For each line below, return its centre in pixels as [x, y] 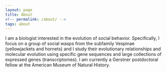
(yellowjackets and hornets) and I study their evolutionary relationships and [83, 49]
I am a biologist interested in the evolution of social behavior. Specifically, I [82, 38]
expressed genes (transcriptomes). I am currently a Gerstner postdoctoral [82, 60]
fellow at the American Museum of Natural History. [58, 65]
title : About [19, 15]
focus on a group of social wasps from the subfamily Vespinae [70, 44]
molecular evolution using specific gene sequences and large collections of [83, 54]
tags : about [18, 24]
